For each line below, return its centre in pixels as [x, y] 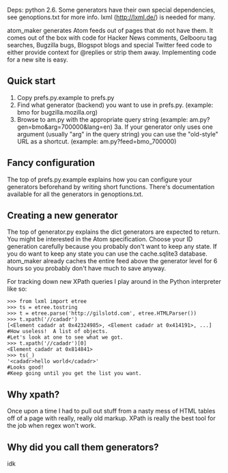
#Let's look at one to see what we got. [66, 338]
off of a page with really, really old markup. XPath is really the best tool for [112, 418]
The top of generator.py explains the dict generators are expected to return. [114, 232]
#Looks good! [26, 367]
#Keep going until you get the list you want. [74, 374]
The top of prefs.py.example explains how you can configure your [100, 179]
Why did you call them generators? [83, 447]
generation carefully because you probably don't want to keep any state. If [112, 247]
